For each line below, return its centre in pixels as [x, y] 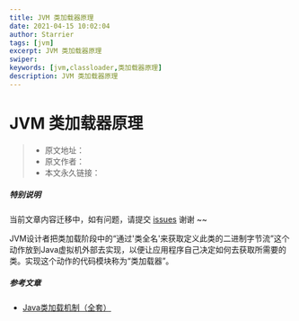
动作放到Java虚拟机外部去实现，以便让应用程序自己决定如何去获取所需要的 [148, 249]
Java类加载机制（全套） [67, 308]
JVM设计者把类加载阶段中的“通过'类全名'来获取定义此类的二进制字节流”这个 [149, 238]
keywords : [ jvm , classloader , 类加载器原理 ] [86, 68]
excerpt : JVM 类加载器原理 [56, 51]
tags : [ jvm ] [31, 43]
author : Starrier [42, 34]
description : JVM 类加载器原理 [64, 76]
